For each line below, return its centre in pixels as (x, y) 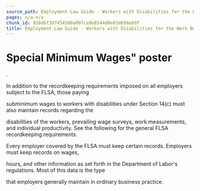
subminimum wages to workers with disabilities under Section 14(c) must (96, 104)
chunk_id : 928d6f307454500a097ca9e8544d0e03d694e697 (73, 23)
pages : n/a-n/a (25, 17)
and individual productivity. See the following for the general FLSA (87, 128)
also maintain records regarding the (50, 110)
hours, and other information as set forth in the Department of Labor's (92, 164)
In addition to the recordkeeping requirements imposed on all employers (95, 86)
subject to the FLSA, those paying (48, 93)
